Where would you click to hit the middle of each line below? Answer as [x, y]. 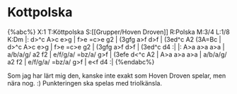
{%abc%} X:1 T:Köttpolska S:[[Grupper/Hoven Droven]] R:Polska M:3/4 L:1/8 [118, 32]
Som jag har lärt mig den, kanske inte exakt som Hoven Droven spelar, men [117, 76]
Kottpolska [40, 12]
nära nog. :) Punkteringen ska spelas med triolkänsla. [85, 83]
